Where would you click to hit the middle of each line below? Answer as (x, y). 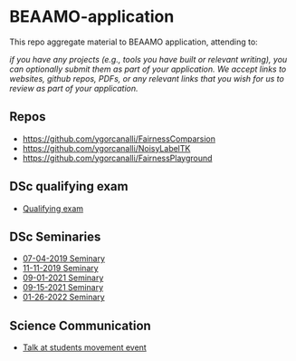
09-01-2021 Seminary (63, 278)
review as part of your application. (74, 88)
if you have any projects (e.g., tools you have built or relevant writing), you (148, 59)
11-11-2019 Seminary (60, 268)
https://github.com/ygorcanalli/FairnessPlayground (117, 158)
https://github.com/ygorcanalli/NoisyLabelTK (106, 148)
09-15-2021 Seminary (63, 288)
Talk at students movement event (84, 347)
